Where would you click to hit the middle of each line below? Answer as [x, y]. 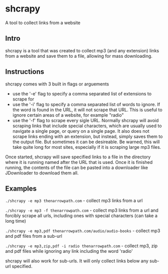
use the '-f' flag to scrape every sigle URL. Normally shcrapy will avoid [86, 120]
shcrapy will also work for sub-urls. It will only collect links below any [77, 261]
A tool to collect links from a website [43, 23]
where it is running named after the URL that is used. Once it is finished [79, 162]
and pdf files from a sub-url [34, 236]
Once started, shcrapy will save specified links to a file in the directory [78, 157]
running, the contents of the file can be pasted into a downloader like [77, 167]
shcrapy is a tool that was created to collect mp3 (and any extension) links [82, 50]
